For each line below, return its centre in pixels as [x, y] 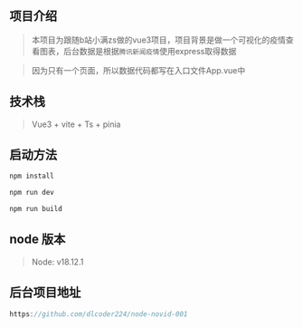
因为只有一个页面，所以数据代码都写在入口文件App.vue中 [138, 70]
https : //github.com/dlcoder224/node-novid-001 [99, 314]
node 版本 [38, 240]
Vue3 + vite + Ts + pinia [76, 124]
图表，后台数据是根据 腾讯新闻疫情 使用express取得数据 [138, 51]
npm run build [36, 209]
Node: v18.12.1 [57, 262]
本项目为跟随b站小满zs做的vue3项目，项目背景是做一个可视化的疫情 [159, 40]
